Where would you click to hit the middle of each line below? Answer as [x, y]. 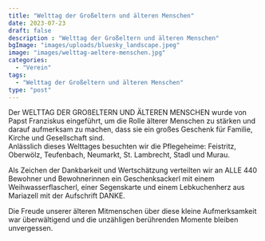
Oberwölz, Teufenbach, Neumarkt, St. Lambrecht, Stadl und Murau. [119, 155]
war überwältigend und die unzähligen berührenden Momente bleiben [123, 219]
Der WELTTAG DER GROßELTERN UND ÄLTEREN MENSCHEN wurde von [128, 113]
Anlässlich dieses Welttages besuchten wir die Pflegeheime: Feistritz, [123, 146]
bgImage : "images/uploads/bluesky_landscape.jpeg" [94, 45]
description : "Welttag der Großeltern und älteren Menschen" [114, 38]
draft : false [30, 30]
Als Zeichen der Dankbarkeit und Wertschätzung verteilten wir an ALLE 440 [133, 170]
